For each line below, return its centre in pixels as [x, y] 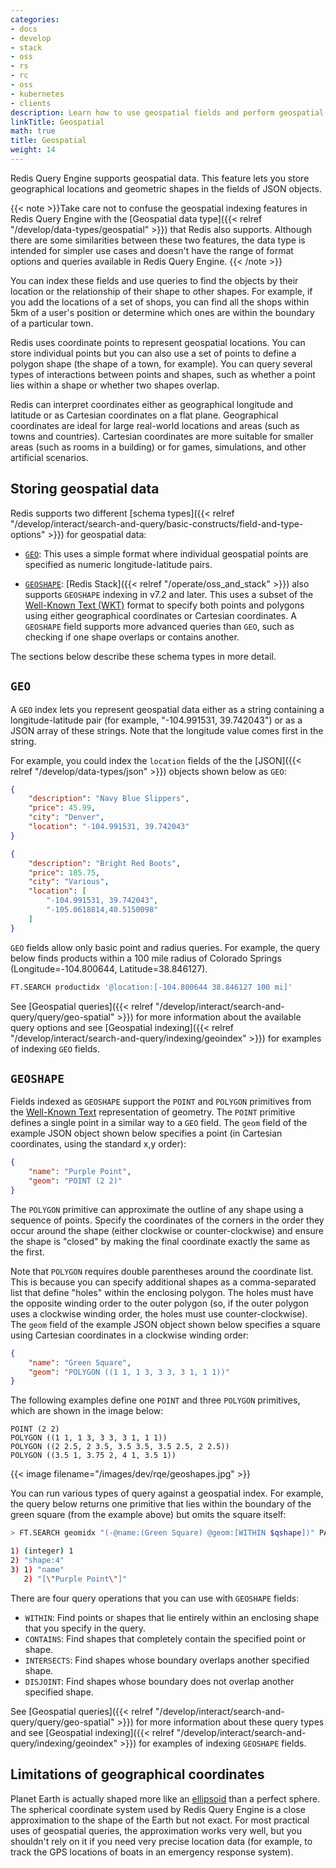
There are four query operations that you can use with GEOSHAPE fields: [155, 1598]
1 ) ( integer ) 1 [42, 1551]
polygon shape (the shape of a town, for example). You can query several [161, 363]
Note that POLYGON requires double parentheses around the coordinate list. [162, 1271]
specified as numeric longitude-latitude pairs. [118, 564]
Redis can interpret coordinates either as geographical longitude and [152, 404]
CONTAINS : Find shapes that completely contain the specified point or [165, 1638]
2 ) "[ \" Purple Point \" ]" [75, 1579]
